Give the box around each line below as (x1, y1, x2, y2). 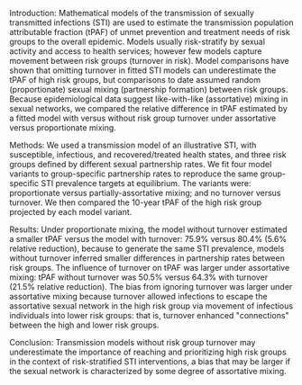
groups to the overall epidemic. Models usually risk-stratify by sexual (9, 36, 266, 47)
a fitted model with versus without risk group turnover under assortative (9, 112, 277, 123)
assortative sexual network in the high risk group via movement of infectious (9, 300, 294, 311)
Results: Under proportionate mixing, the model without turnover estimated (9, 224, 288, 235)
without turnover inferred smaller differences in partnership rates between (9, 253, 286, 264)
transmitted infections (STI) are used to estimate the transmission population (9, 17, 294, 28)
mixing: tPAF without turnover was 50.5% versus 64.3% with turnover (9, 272, 269, 282)
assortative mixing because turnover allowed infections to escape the (9, 291, 268, 301)
